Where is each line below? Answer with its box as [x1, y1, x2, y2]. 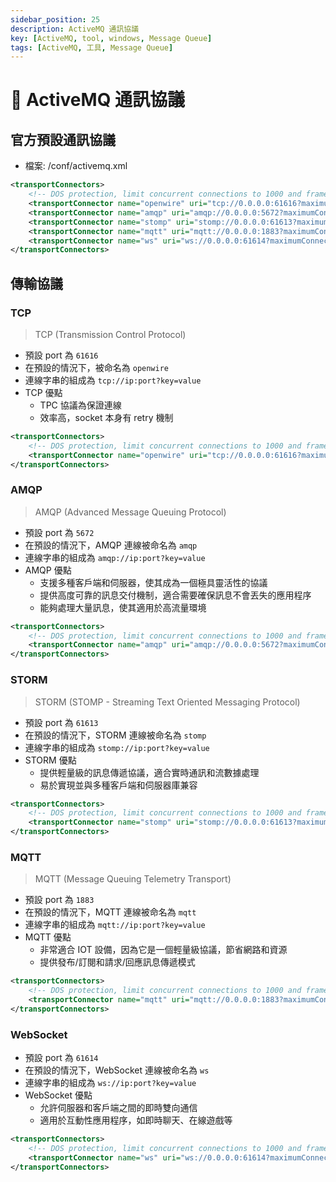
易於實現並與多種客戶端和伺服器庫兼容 [39, 779, 198, 791]
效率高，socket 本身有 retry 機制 [39, 411, 174, 423]
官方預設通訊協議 [10, 131, 116, 148]
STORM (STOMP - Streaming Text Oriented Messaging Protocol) [34, 696, 301, 708]
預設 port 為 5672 [24, 526, 95, 538]
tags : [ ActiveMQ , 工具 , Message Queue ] [10, 42, 174, 53]
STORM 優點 [24, 754, 77, 766]
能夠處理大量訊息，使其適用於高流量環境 [39, 601, 207, 613]
